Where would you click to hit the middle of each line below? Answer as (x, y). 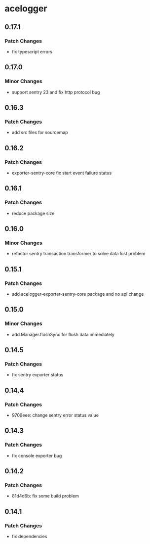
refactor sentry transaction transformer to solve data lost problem (78, 254)
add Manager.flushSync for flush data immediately (63, 334)
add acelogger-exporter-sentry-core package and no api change (78, 294)
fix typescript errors (32, 51)
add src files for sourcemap (40, 133)
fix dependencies (29, 537)
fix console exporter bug (37, 455)
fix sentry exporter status (37, 375)
